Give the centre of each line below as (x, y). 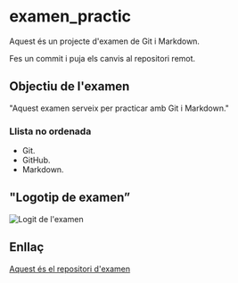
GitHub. (36, 160)
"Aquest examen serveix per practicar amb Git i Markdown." (119, 108)
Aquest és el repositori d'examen (70, 269)
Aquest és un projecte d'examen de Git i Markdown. (105, 41)
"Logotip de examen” (70, 198)
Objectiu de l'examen (70, 87)
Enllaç (27, 247)
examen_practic (70, 17)
